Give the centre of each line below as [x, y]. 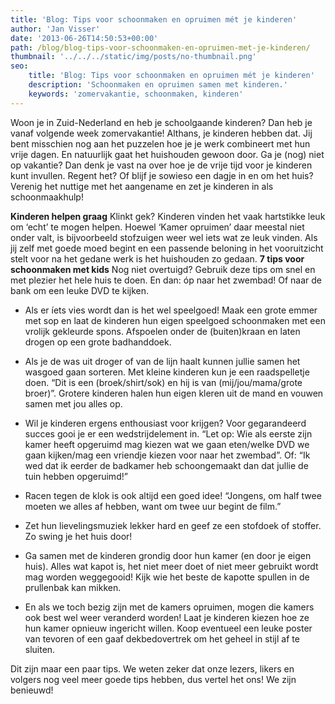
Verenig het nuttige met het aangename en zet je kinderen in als [142, 186]
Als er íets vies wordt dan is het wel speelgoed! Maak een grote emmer [171, 310]
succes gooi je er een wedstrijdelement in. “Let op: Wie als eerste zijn [168, 433]
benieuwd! [32, 690]
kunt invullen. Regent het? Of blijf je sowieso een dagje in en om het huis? [162, 175]
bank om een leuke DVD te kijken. [80, 290]
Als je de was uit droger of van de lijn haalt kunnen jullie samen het [162, 361]
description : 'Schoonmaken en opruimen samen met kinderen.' [158, 85]
